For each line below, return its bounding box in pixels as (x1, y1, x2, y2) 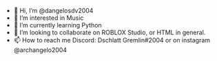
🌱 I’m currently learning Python (13, 21, 102, 29)
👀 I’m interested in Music (13, 14, 84, 22)
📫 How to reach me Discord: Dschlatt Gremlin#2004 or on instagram (13, 36, 211, 44)
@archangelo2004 (13, 46, 68, 54)
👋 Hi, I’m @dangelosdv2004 (13, 7, 94, 14)
